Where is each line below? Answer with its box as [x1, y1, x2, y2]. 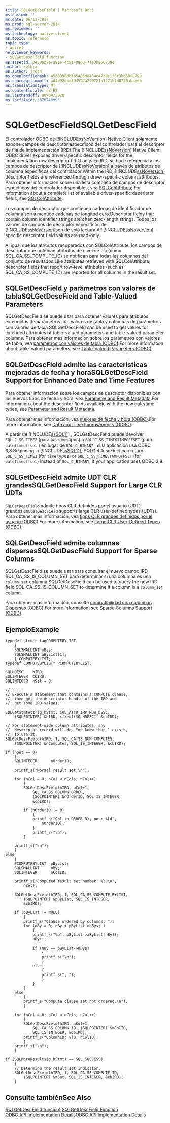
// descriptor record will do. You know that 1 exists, [5, 728, 128, 733]
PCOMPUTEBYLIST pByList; [14, 861, 70, 866]
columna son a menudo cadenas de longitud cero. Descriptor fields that [5, 211, 154, 217]
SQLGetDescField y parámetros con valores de [5, 284, 156, 292]
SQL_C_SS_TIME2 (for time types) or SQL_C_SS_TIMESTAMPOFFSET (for [5, 453, 141, 459]
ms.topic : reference [5, 36, 49, 41]
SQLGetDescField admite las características [5, 361, 147, 369]
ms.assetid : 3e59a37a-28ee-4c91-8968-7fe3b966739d [5, 60, 115, 65]
